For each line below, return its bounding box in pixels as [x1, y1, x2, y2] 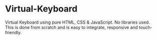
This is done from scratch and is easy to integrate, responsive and [5, 24, 138, 30]
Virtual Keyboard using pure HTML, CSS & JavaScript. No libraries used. [5, 19, 150, 25]
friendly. [5, 29, 22, 35]
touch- [138, 24, 153, 30]
